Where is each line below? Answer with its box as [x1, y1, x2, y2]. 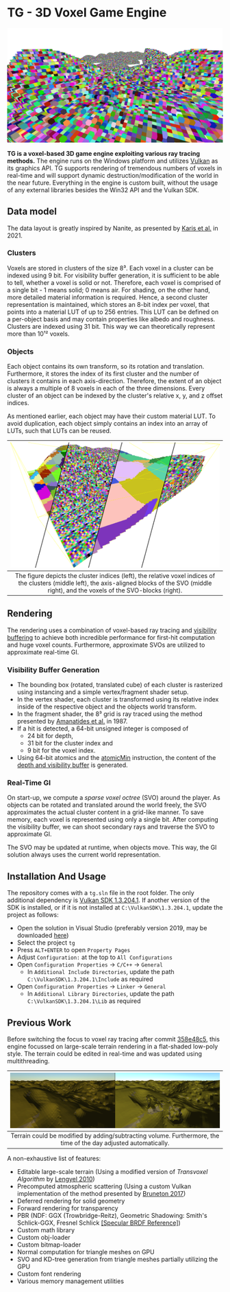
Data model [7, 206, 57, 218]
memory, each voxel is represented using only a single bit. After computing [7, 816, 219, 824]
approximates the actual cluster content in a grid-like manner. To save [7, 808, 204, 816]
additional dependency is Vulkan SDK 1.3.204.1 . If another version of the [7, 896, 210, 904]
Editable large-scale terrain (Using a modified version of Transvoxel [16, 1167, 208, 1175]
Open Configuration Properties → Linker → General [16, 982, 166, 991]
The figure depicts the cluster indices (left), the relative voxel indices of [14, 571, 216, 579]
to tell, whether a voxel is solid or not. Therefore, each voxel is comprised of [7, 278, 221, 286]
